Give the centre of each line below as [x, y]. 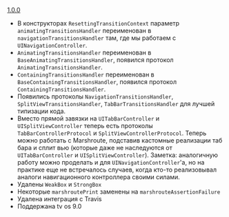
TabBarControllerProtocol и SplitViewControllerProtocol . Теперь [112, 133]
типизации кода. [41, 111]
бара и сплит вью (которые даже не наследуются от [94, 148]
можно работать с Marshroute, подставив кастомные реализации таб [120, 140]
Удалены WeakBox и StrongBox [59, 184]
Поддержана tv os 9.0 [49, 206]
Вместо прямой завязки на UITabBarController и [88, 118]
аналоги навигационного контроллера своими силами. [99, 177]
